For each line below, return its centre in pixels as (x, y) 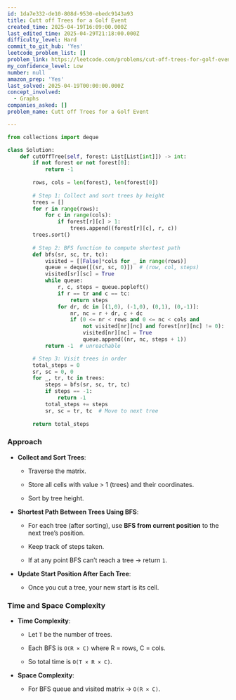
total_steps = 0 (56, 365)
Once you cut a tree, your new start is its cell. (93, 587)
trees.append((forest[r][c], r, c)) (124, 228)
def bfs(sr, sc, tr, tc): (71, 254)
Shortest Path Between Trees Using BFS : (78, 512)
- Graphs (26, 99)
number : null (26, 72)
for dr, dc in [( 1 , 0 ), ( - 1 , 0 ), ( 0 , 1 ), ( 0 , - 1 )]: (128, 306)
